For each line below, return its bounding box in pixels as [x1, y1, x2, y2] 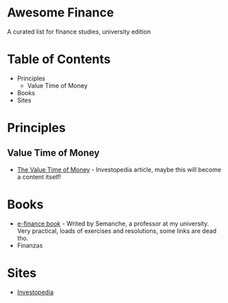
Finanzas [16, 241, 43, 250]
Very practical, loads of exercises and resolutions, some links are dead [16, 226, 217, 234]
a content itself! [16, 173, 62, 181]
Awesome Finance [7, 5, 114, 21]
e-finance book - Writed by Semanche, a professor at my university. [16, 219, 210, 228]
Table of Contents [7, 51, 111, 67]
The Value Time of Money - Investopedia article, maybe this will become [16, 165, 221, 173]
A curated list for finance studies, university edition [7, 27, 151, 36]
